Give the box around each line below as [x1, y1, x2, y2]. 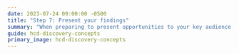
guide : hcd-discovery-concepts [7, 29, 101, 37]
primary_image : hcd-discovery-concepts [7, 36, 126, 43]
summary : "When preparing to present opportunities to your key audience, [7, 23, 235, 30]
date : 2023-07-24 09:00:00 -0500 [7, 10, 107, 18]
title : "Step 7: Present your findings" [7, 17, 130, 24]
